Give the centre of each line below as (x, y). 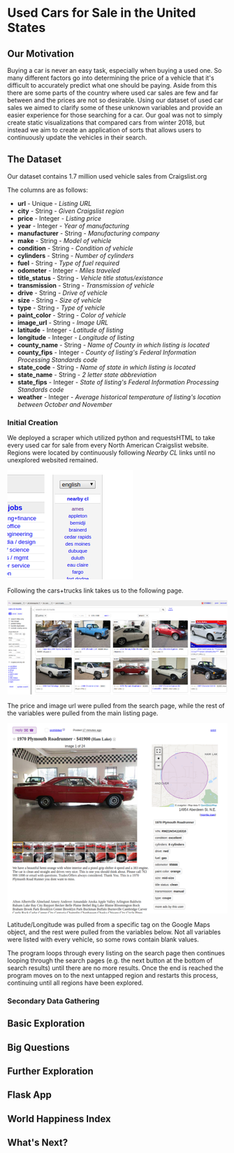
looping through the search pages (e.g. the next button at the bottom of (110, 960)
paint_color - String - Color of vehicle (72, 315)
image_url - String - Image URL (63, 322)
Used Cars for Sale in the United (102, 13)
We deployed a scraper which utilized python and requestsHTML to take (111, 438)
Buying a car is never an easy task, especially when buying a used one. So (115, 70)
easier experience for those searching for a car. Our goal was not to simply (115, 115)
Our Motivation (41, 54)
